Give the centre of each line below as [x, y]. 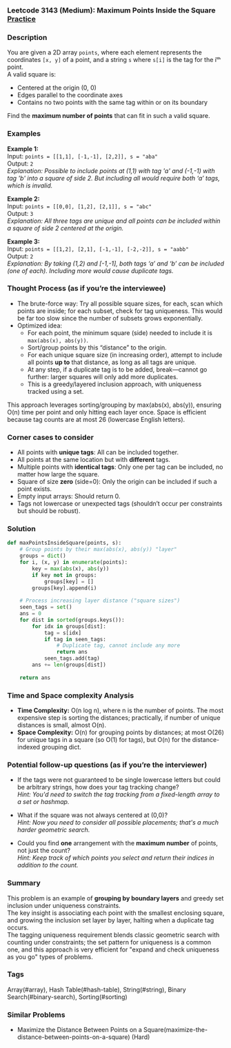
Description [27, 37]
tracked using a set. [56, 391]
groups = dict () [43, 556]
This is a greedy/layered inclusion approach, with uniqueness [114, 384]
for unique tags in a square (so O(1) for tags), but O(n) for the [104, 739]
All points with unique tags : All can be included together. [98, 452]
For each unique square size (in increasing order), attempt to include [125, 354]
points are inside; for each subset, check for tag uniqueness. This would [120, 311]
